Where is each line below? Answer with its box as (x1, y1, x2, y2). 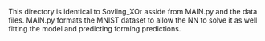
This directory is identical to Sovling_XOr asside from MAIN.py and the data (8, 7, 258, 16)
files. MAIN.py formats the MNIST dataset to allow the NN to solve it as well (8, 15, 258, 25)
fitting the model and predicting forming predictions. (8, 24, 181, 33)
